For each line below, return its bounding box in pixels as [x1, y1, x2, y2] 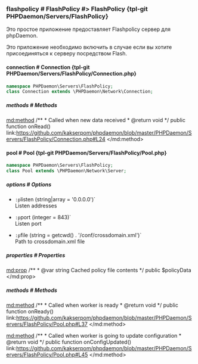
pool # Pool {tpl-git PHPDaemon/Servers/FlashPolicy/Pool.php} [6, 149, 167, 156]
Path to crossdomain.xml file [14, 238, 85, 245]
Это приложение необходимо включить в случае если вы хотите [6, 43, 172, 51]
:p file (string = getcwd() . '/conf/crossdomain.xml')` [14, 232, 142, 239]
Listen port [14, 220, 42, 228]
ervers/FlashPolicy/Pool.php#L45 [6, 351, 88, 359]
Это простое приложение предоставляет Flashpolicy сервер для [6, 26, 171, 33]
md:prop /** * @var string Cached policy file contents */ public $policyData [6, 267, 191, 274]
